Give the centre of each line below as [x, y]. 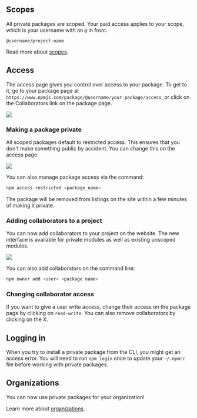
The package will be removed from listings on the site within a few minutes [96, 199]
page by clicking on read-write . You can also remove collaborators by [91, 313]
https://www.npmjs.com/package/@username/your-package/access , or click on [98, 97]
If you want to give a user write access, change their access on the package [98, 307]
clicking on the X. [27, 319]
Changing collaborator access [50, 294]
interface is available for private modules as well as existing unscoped [91, 240]
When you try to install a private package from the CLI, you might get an [94, 352]
